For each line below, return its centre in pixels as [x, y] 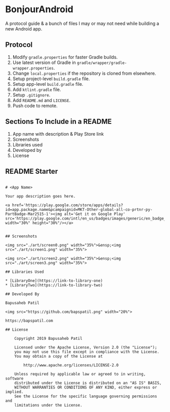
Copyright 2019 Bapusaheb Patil [48, 339]
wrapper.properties [33, 68]
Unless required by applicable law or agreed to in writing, [80, 374]
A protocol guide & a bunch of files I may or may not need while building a [82, 23]
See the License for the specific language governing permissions [86, 397]
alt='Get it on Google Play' [95, 214]
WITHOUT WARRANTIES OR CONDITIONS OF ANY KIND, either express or [86, 388]
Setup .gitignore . [31, 94]
